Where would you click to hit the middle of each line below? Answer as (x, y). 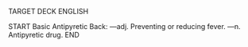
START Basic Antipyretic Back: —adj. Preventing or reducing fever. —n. (124, 26)
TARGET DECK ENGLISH (48, 11)
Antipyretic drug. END (44, 35)
